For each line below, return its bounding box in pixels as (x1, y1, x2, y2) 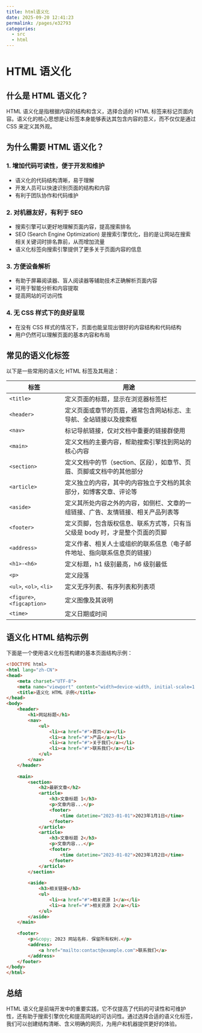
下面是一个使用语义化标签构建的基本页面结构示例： (6, 649, 133, 657)
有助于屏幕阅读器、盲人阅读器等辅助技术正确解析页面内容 (14, 277, 158, 284)
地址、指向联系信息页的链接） (71, 549, 156, 557)
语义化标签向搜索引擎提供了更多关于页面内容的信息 (14, 245, 142, 253)
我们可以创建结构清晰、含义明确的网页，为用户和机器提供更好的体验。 (6, 1020, 180, 1028)
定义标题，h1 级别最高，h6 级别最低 (65, 560, 168, 569)
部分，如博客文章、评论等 (65, 488, 138, 496)
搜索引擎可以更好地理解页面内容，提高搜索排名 (14, 223, 131, 230)
